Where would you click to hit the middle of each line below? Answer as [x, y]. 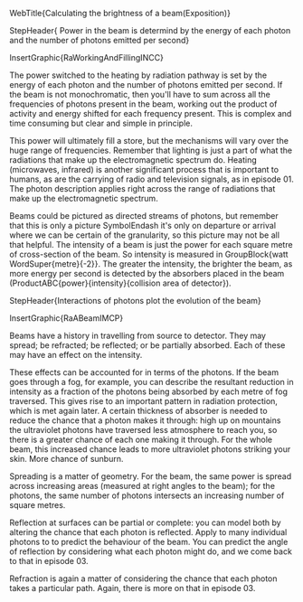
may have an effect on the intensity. [76, 355]
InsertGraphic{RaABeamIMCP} [66, 318]
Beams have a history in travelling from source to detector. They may [138, 335]
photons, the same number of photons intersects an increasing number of [147, 495]
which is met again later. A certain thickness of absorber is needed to [139, 411]
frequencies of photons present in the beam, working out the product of [143, 104]
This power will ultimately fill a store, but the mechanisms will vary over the [149, 141]
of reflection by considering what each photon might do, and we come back [151, 551]
